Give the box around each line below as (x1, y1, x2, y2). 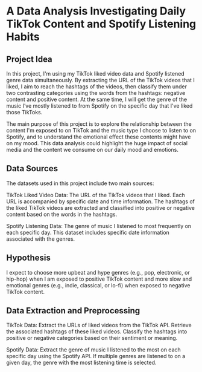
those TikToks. (6, 109, 43, 116)
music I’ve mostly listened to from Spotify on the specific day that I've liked (6, 102, 193, 109)
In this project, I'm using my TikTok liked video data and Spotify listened (6, 70, 185, 77)
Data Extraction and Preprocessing (6, 305, 140, 316)
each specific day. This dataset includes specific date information (6, 229, 170, 236)
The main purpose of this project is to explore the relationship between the (6, 120, 192, 128)
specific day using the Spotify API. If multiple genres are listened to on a (6, 353, 186, 360)
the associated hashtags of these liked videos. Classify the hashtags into (6, 328, 188, 335)
